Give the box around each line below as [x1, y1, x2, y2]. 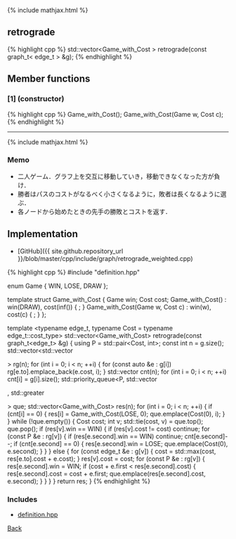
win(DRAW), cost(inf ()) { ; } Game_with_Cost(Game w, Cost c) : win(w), [7, 303, 212, 311]
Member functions [7, 73, 91, 85]
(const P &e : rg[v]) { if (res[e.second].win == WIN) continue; [7, 432, 183, 440]
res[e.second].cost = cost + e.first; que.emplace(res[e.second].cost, [7, 469, 206, 478]
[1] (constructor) [7, 94, 65, 104]
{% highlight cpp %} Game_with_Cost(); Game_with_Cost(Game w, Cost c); [7, 110, 223, 118]
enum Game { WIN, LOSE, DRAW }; [7, 281, 109, 290]
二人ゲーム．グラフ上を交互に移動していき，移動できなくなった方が [17, 172, 214, 180]
